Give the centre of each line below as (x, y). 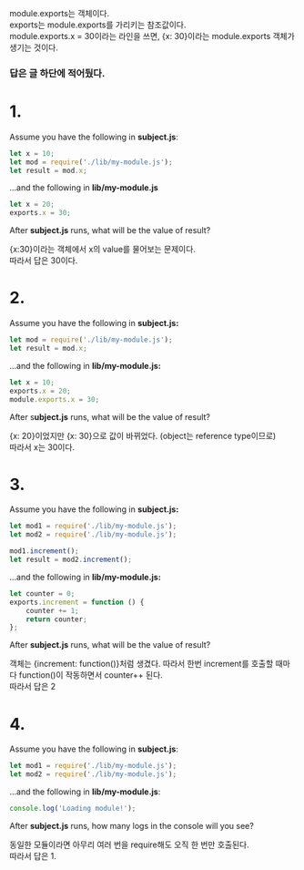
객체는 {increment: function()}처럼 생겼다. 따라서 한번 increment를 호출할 (142, 664)
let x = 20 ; (32, 205)
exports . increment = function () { (77, 602)
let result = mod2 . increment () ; (71, 560)
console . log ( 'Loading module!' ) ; (73, 809)
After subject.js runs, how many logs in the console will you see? (132, 825)
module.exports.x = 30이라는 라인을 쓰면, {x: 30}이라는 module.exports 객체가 (152, 36)
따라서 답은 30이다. (44, 261)
